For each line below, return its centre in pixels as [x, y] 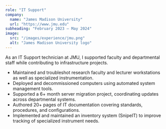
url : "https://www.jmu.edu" [40, 24]
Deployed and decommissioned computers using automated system [84, 83]
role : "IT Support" [26, 10]
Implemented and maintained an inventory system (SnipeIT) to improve [87, 115]
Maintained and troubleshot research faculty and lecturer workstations [86, 72]
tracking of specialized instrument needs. [56, 121]
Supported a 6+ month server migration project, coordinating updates [86, 94]
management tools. [33, 89]
